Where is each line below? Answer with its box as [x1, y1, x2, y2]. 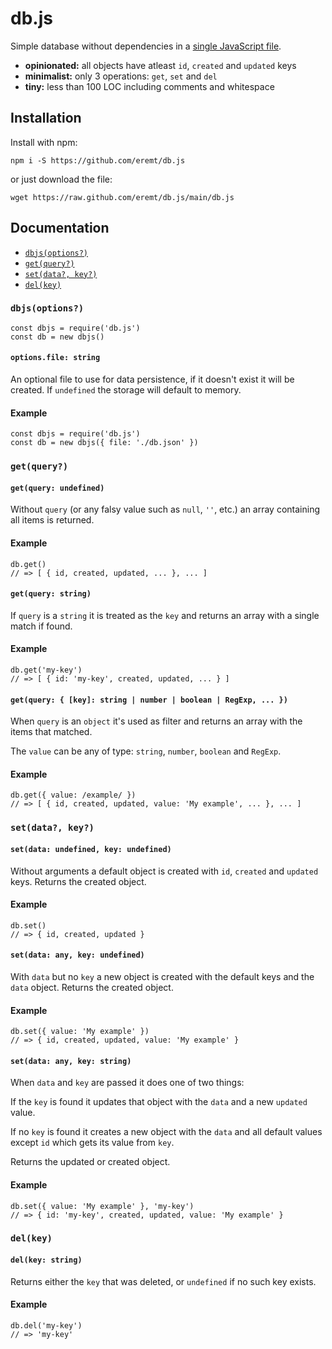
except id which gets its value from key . [10, 1137, 175, 1149]
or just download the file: [10, 173, 113, 185]
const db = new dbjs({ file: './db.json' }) [10, 438, 199, 448]
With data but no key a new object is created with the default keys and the [10, 970, 315, 982]
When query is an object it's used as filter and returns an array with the [10, 715, 303, 727]
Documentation [10, 220, 110, 237]
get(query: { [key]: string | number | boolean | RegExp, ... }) [10, 695, 288, 705]
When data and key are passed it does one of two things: [10, 1077, 245, 1089]
